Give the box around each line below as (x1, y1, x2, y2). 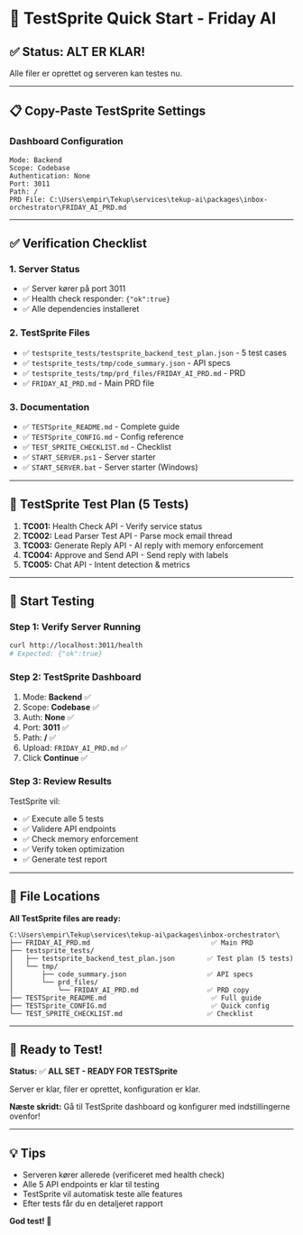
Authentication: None (9, 171, 91, 180)
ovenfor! (9, 1111, 41, 1121)
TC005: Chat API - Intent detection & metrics (22, 559, 191, 570)
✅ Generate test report (22, 854, 108, 864)
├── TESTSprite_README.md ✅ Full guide (9, 993, 262, 1002)
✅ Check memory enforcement (22, 833, 139, 844)
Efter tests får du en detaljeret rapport (22, 1198, 164, 1209)
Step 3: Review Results (9, 775, 113, 788)
